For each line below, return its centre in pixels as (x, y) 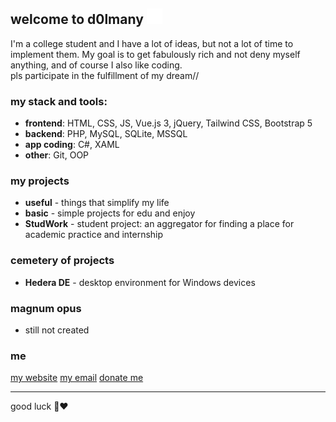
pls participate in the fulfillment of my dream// (105, 75)
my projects (40, 181)
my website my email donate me (77, 378)
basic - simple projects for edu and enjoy (110, 213)
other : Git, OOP (57, 155)
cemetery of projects (62, 261)
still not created (57, 330)
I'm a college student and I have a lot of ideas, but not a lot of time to (152, 43)
